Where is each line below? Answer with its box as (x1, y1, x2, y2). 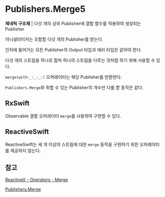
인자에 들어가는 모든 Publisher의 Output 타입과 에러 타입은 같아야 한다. (5, 47, 142, 52)
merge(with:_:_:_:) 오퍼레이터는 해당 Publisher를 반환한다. (5, 74, 122, 80)
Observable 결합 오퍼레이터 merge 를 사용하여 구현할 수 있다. (5, 113, 122, 119)
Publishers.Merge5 (5, 3, 85, 15)
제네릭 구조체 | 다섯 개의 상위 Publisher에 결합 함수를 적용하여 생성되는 (5, 20, 141, 26)
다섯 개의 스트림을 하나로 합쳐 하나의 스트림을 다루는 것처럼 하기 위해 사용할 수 (5, 57, 156, 63)
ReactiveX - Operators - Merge (5, 177, 68, 183)
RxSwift (5, 99, 30, 107)
